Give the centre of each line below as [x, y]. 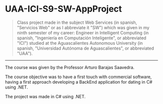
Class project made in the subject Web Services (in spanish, [77, 22]
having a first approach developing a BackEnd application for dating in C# [79, 82]
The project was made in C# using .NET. [45, 96]
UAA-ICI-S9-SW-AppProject [64, 9]
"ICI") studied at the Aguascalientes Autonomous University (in [80, 43]
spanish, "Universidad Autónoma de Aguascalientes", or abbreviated [85, 48]
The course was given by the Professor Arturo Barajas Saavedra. [70, 67]
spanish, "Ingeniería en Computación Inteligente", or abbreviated [81, 38]
